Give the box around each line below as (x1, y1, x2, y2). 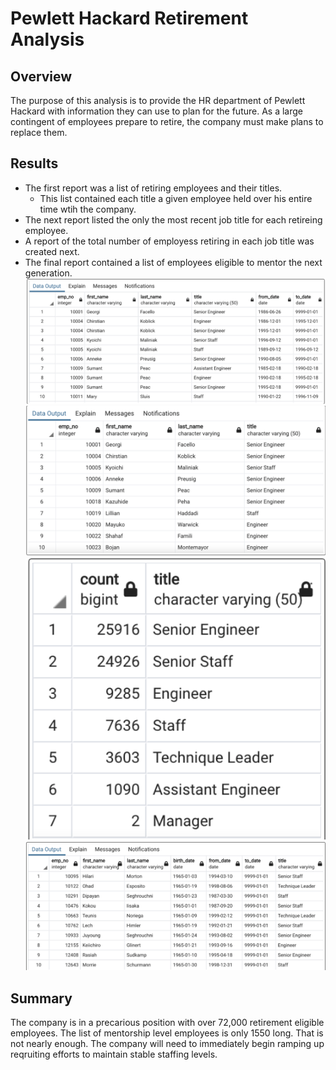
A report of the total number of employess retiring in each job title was (24, 235, 315, 247)
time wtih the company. (39, 203, 137, 215)
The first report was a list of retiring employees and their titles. (24, 182, 283, 194)
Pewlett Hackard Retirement (10, 7, 249, 30)
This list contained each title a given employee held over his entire (39, 192, 313, 204)
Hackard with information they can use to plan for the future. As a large (10, 105, 303, 117)
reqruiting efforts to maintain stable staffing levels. (10, 1048, 218, 1061)
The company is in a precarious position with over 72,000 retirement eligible (10, 1017, 325, 1029)
